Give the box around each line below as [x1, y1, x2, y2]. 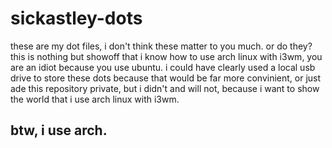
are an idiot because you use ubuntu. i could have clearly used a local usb [10, 61, 316, 73]
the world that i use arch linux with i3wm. [10, 93, 180, 105]
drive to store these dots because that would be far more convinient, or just [10, 72, 322, 84]
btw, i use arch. [10, 122, 108, 139]
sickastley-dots [10, 7, 143, 30]
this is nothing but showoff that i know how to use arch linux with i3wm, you [10, 50, 323, 62]
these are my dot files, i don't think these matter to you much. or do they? [10, 40, 313, 52]
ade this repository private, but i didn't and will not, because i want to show [10, 82, 320, 94]
